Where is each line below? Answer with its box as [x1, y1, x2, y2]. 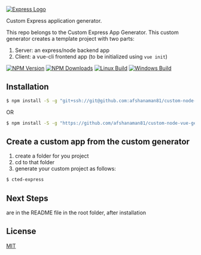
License [6, 226, 36, 236]
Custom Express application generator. [6, 17, 102, 24]
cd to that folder [14, 159, 55, 166]
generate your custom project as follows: [14, 165, 117, 173]
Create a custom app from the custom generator [6, 136, 190, 146]
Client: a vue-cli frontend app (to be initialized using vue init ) [14, 53, 167, 60]
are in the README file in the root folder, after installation [6, 209, 147, 216]
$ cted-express [6, 177, 44, 183]
